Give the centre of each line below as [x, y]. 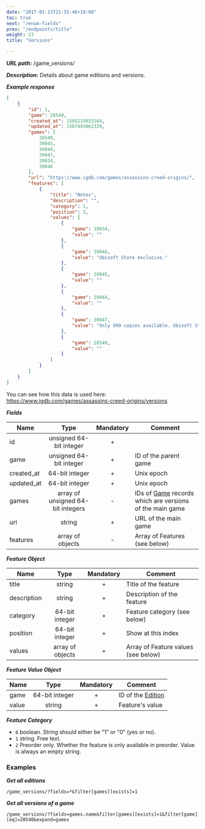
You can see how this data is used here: [56, 394]
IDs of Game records [164, 493]
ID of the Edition [142, 695]
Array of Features [160, 536]
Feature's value [141, 705]
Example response [31, 87]
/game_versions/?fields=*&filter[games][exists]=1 [72, 792]
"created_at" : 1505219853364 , [67, 121]
